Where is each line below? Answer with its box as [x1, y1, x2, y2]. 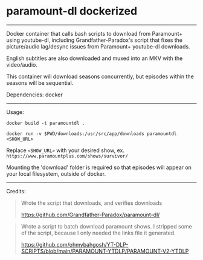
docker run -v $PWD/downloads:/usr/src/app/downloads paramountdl [6, 130, 177, 137]
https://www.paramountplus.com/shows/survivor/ [6, 153, 129, 159]
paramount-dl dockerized [6, 4, 138, 18]
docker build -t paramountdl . [6, 120, 85, 126]
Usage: [6, 108, 24, 116]
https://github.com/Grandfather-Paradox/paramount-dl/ [21, 211, 160, 218]
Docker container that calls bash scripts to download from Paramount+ [6, 30, 183, 37]
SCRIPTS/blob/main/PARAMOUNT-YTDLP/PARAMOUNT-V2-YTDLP [21, 247, 189, 255]
